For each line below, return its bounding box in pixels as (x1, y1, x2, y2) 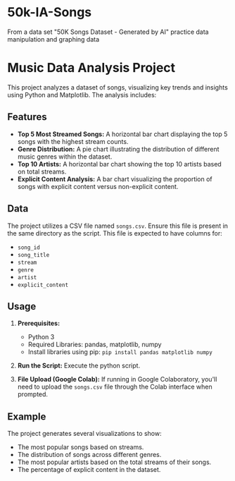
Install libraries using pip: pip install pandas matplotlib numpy (27, 348, 212, 356)
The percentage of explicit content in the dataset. (17, 465, 161, 474)
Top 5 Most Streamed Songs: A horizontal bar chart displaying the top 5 (17, 130, 228, 138)
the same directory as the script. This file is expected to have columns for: (7, 229, 223, 237)
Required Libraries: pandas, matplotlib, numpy (27, 340, 162, 349)
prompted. (17, 390, 48, 398)
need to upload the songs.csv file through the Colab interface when (17, 382, 212, 391)
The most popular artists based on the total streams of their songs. (17, 458, 212, 466)
